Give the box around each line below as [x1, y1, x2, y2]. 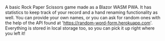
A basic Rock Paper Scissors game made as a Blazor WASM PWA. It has [5, 4, 152, 10]
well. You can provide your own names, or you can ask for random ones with [5, 15, 161, 20]
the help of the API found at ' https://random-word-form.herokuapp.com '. [5, 20, 153, 26]
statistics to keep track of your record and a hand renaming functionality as [5, 9, 158, 15]
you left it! [5, 31, 26, 36]
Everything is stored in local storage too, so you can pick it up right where [5, 25, 155, 31]
